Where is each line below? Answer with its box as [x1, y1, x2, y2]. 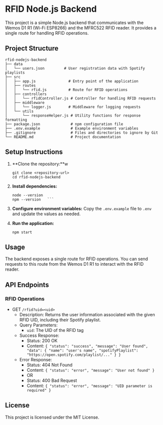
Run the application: [12, 220, 55, 226]
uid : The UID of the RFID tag [26, 327, 84, 333]
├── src [5, 75, 21, 79]
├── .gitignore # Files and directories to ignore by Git [5, 130, 159, 135]
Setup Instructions [5, 148, 63, 156]
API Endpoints [5, 280, 49, 289]
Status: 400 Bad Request [26, 377, 77, 383]
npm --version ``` [12, 197, 54, 202]
